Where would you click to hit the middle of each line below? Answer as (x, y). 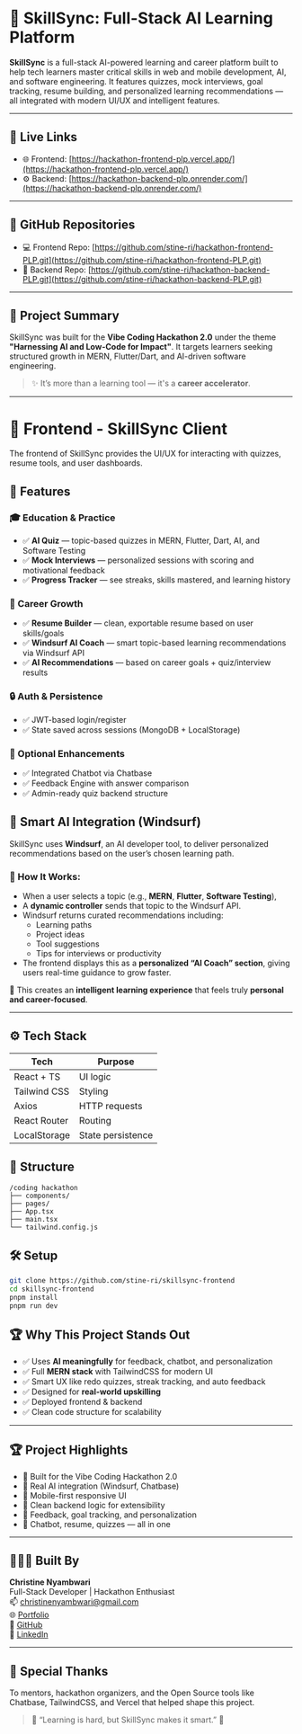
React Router (41, 1120)
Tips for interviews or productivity (98, 953)
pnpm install (34, 1298)
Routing (95, 1120)
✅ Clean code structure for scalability (92, 1411)
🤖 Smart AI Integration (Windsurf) (105, 822)
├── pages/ (30, 1204)
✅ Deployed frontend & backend (82, 1401)
